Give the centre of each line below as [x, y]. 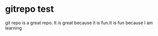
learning [14, 28]
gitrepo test [29, 9]
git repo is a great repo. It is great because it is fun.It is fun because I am [79, 23]
